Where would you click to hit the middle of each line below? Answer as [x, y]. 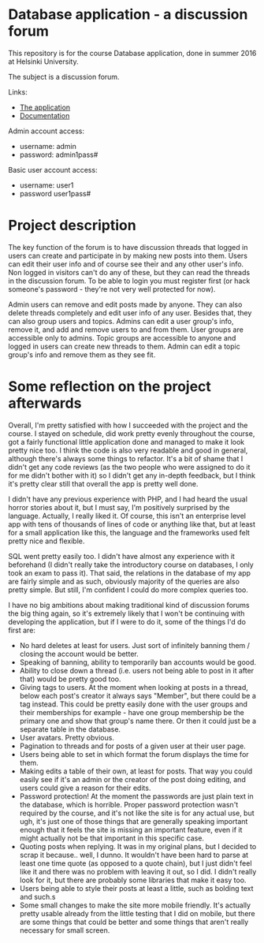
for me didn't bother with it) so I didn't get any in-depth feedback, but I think [132, 475]
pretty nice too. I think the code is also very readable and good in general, [128, 450]
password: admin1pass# [59, 155]
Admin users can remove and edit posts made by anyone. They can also [125, 304]
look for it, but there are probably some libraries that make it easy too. [133, 880]
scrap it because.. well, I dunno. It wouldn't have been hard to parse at [134, 855]
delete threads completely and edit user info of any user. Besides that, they [130, 312]
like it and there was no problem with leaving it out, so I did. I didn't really [138, 871]
